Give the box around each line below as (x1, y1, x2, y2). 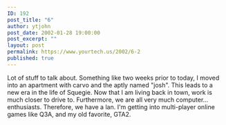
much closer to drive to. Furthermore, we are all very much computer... (7, 95, 209, 104)
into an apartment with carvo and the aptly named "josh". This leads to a (7, 80, 213, 89)
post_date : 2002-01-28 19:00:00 (7, 29, 100, 36)
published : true (7, 55, 54, 62)
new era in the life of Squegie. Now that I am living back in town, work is (7, 88, 213, 96)
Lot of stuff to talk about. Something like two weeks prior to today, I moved (7, 73, 220, 82)
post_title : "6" (7, 16, 54, 23)
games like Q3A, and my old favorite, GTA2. (7, 110, 131, 118)
